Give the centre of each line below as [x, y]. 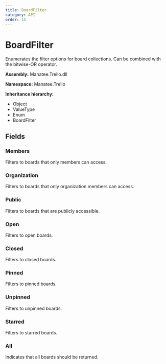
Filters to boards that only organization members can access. [70, 187]
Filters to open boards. [29, 235]
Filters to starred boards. [31, 333]
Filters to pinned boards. [31, 284]
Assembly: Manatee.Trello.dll [36, 74]
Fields [15, 136]
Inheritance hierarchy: [29, 94]
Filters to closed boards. [31, 260]
